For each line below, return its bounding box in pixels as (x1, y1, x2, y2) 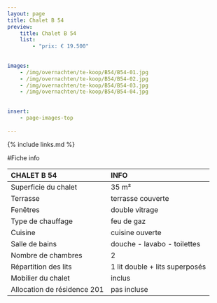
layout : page (7, 10, 45, 17)
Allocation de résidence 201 (10, 284, 104, 294)
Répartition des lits (10, 262, 72, 272)
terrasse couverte (111, 193, 169, 203)
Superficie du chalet (10, 182, 78, 192)
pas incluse (111, 284, 148, 294)
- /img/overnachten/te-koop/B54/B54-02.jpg (20, 75, 149, 83)
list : (20, 36, 36, 43)
